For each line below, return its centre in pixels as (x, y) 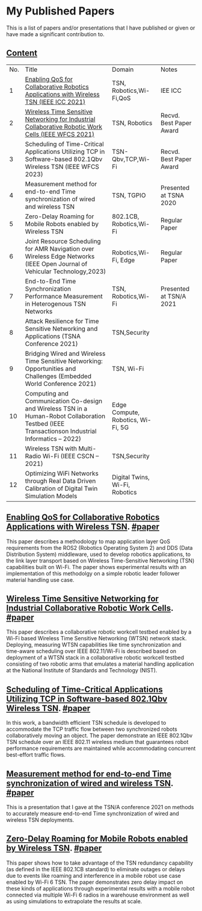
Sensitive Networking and (61, 329)
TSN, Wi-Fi (128, 368)
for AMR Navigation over (60, 248)
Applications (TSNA (53, 336)
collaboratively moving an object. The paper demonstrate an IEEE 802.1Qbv (99, 736)
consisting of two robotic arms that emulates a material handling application (100, 664)
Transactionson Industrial (61, 431)
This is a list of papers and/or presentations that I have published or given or (101, 28)
